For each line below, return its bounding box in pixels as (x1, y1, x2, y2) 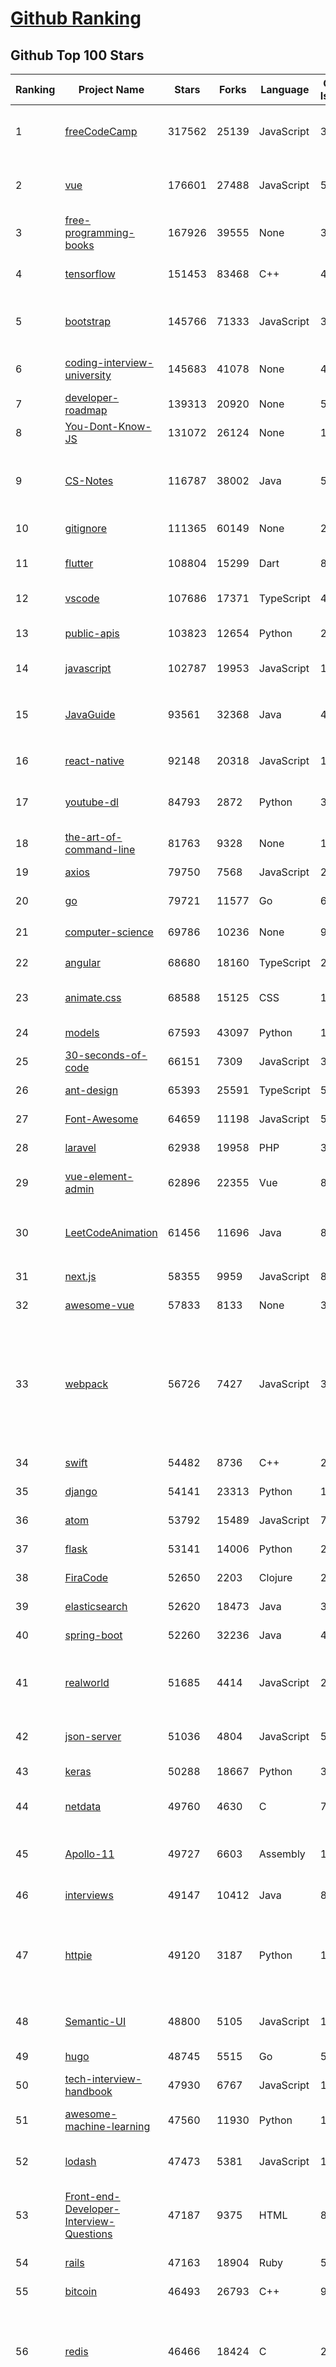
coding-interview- (64, 356, 154, 369)
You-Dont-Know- (64, 420, 152, 433)
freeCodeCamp (64, 125, 138, 138)
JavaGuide (64, 708, 116, 721)
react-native (64, 754, 125, 767)
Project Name (78, 83, 145, 96)
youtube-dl (64, 795, 119, 809)
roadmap (64, 403, 108, 417)
